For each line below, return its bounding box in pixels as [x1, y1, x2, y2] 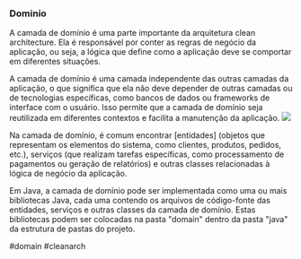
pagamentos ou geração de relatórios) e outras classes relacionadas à [9, 159, 270, 169]
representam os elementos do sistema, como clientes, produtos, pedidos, [9, 140, 281, 151]
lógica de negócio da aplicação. [9, 168, 128, 179]
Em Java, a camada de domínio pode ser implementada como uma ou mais [9, 186, 288, 196]
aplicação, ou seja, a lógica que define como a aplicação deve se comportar [9, 47, 292, 57]
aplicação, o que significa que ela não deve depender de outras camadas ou [9, 83, 293, 94]
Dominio [9, 7, 47, 20]
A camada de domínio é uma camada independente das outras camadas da [9, 73, 289, 84]
